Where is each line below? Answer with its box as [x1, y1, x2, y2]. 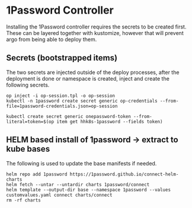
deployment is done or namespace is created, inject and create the [6, 75, 170, 82]
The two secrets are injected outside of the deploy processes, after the [6, 69, 180, 76]
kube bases [6, 144, 50, 154]
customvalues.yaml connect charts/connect [6, 192, 113, 198]
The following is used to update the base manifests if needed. [6, 159, 157, 167]
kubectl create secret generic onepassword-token [6, 113, 132, 119]
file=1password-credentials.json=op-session [6, 103, 118, 109]
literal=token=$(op [6, 119, 55, 124]
